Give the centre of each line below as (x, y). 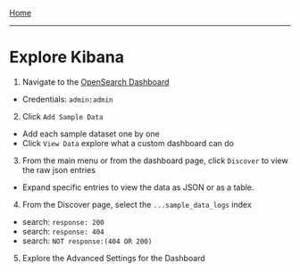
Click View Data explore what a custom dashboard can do (128, 143)
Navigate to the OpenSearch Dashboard (96, 82)
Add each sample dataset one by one (91, 134)
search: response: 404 (63, 231)
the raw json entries (59, 169)
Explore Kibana (67, 58)
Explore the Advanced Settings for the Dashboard (113, 258)
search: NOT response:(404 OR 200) (87, 241)
